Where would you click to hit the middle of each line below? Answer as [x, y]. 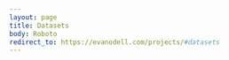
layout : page [33, 17]
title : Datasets [39, 26]
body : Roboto [33, 34]
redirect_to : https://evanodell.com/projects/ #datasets [114, 42]
